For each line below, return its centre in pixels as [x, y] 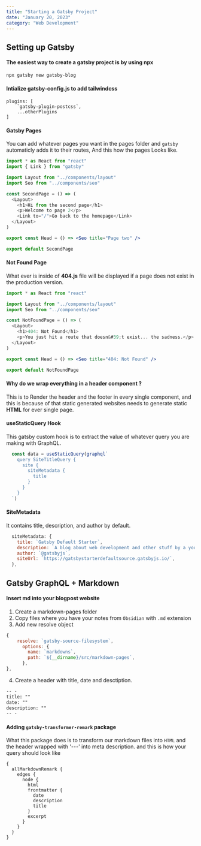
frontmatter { [45, 790]
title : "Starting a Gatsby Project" [52, 12]
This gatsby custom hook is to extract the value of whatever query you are [98, 436]
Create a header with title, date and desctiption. [74, 680]
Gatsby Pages [24, 130]
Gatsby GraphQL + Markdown [63, 583]
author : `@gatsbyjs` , [44, 553]
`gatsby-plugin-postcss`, [49, 107]
